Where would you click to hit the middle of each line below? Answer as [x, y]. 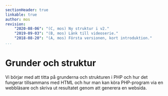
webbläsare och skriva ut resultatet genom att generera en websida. [76, 88]
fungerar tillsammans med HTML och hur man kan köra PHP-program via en [84, 82]
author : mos [18, 19]
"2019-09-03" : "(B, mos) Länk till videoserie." [66, 33]
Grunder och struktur [51, 63]
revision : [16, 24]
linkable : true [21, 15]
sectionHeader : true [27, 10]
